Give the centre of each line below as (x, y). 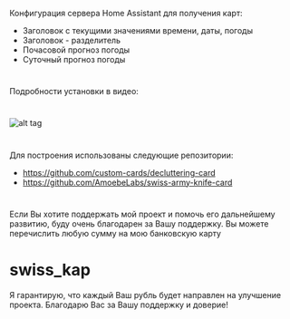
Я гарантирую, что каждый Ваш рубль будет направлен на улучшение (145, 295)
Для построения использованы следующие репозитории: (121, 155)
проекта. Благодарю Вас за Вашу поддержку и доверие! (119, 304)
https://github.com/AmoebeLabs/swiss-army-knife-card (127, 182)
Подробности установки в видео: (74, 92)
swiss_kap (50, 270)
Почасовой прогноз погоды (76, 50)
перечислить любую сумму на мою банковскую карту (116, 233)
